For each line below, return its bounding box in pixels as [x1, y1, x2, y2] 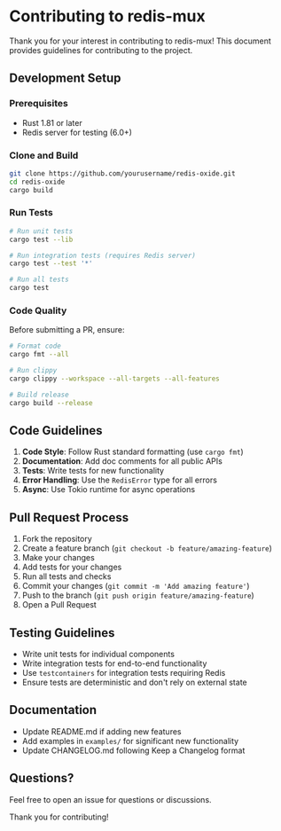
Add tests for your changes [21, 561, 122, 573]
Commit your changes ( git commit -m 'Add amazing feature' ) [21, 581, 250, 592]
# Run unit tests [9, 226, 74, 236]
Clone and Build [9, 149, 79, 161]
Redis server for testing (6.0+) [21, 127, 133, 137]
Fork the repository [21, 534, 93, 545]
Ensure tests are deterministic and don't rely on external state [21, 677, 247, 688]
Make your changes [21, 553, 95, 563]
